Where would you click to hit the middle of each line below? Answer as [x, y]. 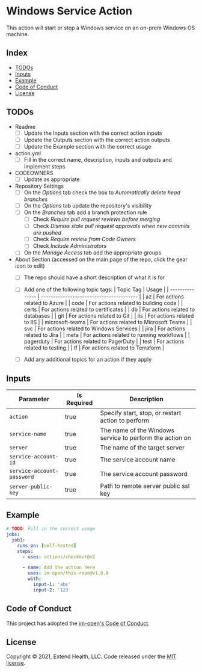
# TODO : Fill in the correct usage [51, 529]
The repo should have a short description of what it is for [94, 277]
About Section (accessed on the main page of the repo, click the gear [101, 259]
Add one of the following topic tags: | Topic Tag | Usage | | [96, 289]
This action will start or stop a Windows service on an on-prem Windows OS [101, 28]
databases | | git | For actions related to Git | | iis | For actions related [109, 316]
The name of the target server [142, 448]
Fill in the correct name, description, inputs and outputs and [98, 159]
